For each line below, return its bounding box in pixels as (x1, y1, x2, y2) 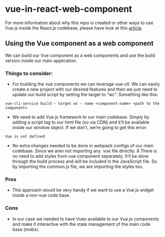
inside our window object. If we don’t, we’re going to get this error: (12, 125, 148, 131)
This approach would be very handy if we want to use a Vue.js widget (12, 187, 154, 193)
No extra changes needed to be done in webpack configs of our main (12, 143, 154, 149)
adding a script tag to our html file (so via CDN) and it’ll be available (12, 119, 149, 125)
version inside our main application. (5, 58, 77, 64)
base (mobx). (12, 226, 39, 232)
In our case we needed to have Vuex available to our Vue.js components (12, 216, 159, 222)
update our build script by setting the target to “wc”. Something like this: (12, 92, 159, 98)
